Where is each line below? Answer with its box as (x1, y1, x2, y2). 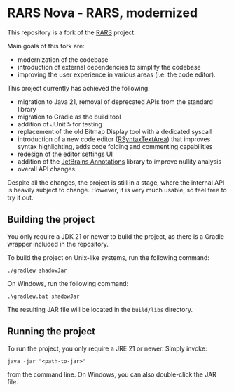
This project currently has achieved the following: (7, 84, 151, 92)
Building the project (7, 214, 95, 226)
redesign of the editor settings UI (17, 150, 113, 158)
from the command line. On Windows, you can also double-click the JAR (7, 370, 217, 379)
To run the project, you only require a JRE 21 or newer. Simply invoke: (7, 344, 208, 353)
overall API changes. (17, 164, 77, 173)
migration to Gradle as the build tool (17, 112, 121, 121)
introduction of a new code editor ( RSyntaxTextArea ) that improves (17, 135, 211, 143)
